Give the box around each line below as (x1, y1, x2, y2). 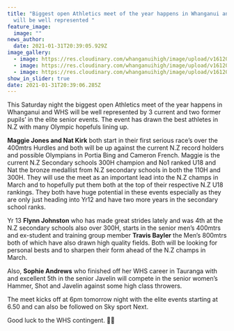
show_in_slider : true (7, 75, 70, 82)
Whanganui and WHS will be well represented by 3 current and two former (7, 108, 221, 116)
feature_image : (7, 23, 52, 30)
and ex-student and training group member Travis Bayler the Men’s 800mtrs (7, 231, 227, 240)
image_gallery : (7, 49, 52, 56)
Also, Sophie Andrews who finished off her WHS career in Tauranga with (7, 267, 218, 275)
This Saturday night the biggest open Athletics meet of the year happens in (7, 100, 223, 109)
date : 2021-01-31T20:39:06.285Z (7, 82, 101, 88)
